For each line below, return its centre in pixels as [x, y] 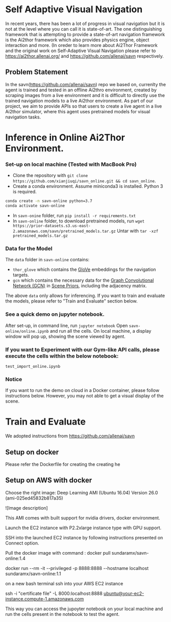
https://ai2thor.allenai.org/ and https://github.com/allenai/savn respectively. [85, 56]
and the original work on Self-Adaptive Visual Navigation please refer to [81, 51]
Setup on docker [32, 452]
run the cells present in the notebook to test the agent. [63, 614]
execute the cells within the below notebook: [62, 356]
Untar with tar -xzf [138, 231]
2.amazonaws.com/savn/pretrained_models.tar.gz [64, 231]
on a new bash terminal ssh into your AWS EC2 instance [64, 583]
